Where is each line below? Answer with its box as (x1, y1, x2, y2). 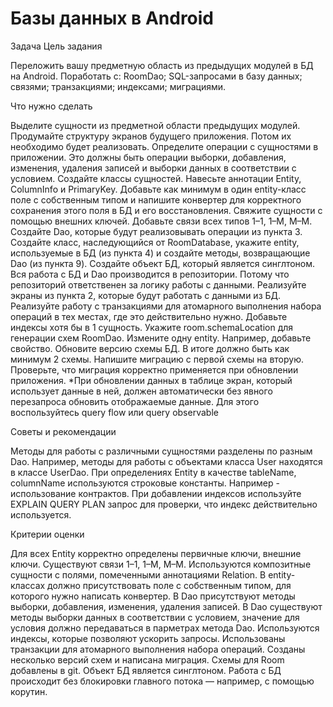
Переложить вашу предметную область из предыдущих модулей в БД (10, 59, 314, 71)
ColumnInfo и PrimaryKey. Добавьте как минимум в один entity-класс (10, 183, 307, 195)
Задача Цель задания (10, 40, 103, 52)
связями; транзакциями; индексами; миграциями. (10, 80, 227, 92)
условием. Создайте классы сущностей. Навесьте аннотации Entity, (10, 172, 302, 184)
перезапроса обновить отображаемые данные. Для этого (10, 395, 260, 407)
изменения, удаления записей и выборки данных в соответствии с (10, 162, 297, 174)
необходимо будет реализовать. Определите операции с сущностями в (10, 140, 319, 152)
